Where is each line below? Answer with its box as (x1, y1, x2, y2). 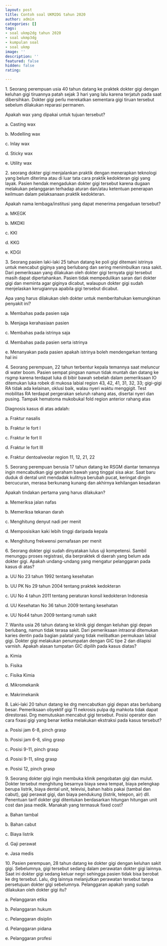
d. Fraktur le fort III (5, 444, 43, 450)
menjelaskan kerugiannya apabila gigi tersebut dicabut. (5, 286, 119, 291)
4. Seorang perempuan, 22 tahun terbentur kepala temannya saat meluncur (5, 364, 161, 370)
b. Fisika (5, 663, 22, 668)
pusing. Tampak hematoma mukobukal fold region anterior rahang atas (5, 396, 151, 402)
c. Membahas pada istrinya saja (5, 330, 71, 335)
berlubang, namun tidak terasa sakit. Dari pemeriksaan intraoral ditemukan (5, 627, 159, 633)
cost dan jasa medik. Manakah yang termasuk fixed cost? (5, 802, 123, 808)
